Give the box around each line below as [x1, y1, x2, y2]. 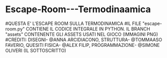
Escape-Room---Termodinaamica [5, 4, 151, 15]
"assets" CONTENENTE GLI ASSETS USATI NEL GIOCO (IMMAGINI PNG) [5, 31, 158, 37]
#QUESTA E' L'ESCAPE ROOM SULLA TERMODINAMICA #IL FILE [5, 20, 142, 26]
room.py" [5, 25, 25, 32]
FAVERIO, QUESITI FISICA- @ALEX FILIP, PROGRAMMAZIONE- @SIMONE [5, 42, 160, 48]
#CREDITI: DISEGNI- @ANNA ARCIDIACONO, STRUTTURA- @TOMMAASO [5, 37, 162, 43]
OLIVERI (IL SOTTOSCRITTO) [5, 47, 66, 53]
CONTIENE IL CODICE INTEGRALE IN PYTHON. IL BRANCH [25, 25, 150, 32]
